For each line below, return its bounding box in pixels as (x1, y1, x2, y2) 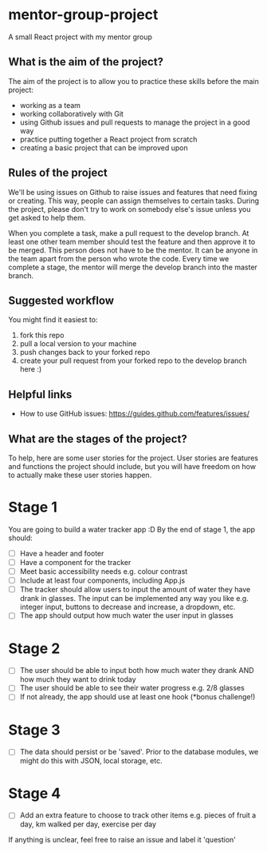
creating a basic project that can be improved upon (19, 142, 189, 153)
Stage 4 (8, 784, 61, 802)
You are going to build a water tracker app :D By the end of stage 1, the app (8, 524, 256, 534)
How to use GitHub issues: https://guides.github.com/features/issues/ (19, 409, 249, 419)
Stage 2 (8, 639, 61, 657)
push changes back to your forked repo (19, 348, 151, 357)
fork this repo (19, 330, 65, 340)
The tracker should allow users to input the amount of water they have (19, 585, 251, 595)
